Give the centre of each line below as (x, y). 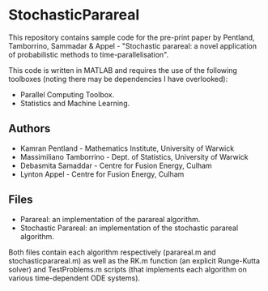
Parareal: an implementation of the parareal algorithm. (110, 219)
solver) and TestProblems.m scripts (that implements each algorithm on (128, 269)
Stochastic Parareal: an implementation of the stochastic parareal (129, 228)
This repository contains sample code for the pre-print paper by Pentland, (132, 37)
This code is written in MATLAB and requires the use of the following (123, 70)
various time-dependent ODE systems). (74, 278)
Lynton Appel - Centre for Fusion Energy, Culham (102, 174)
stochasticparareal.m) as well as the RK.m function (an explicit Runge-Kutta (134, 260)
